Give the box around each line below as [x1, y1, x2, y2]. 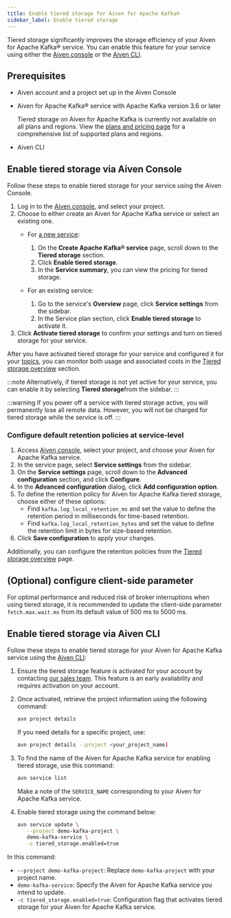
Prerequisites [7, 70, 66, 81]
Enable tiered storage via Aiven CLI [7, 627, 160, 639]
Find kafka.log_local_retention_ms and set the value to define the [27, 505, 216, 513]
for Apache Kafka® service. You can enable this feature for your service [7, 43, 211, 51]
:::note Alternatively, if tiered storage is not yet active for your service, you [7, 378, 217, 387]
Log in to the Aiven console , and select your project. [16, 202, 165, 211]
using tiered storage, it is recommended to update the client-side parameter [7, 600, 222, 609]
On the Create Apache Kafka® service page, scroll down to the [37, 244, 219, 252]
